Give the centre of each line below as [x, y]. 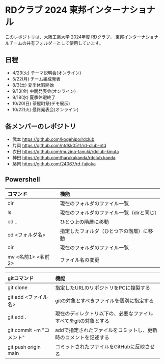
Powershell [23, 179]
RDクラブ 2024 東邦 [46, 10]
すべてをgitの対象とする [82, 321]
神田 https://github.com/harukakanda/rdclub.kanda [64, 157]
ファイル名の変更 [80, 260]
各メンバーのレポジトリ [41, 126]
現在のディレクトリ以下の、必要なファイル [104, 313]
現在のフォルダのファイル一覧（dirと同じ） [110, 213]
